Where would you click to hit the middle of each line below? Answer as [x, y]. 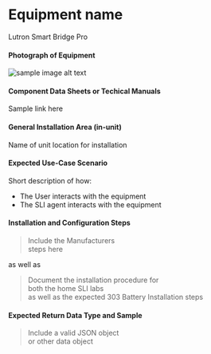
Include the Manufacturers [71, 240]
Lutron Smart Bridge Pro [48, 37]
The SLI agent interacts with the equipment [90, 204]
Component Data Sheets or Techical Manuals [84, 91]
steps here [45, 249]
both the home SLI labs [66, 288]
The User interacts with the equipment [83, 196]
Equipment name [66, 15]
